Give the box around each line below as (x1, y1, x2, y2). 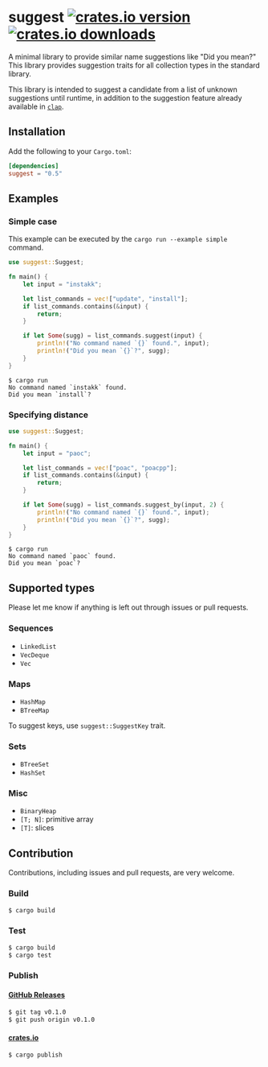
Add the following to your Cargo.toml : (8, 146, 132, 156)
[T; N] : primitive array (19, 814, 94, 825)
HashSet (19, 769, 46, 777)
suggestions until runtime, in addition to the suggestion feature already (8, 93, 242, 102)
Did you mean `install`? (8, 391, 91, 399)
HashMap (19, 697, 46, 706)
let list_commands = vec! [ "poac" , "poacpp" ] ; (22, 464, 178, 472)
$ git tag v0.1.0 (8, 1007, 67, 1016)
